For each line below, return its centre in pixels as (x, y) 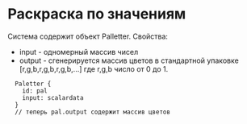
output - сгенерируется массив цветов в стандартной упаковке (129, 60)
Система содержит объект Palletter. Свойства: (88, 36)
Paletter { (33, 84)
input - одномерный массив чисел (79, 52)
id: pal (35, 91)
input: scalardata (53, 97)
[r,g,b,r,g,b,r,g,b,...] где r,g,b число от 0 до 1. (94, 68)
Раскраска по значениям (97, 14)
